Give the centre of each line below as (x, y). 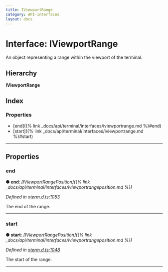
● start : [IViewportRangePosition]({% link (49, 235)
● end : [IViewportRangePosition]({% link (48, 182)
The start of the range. (29, 259)
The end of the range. (28, 206)
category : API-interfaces (32, 14)
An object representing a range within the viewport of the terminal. (74, 57)
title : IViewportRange (29, 10)
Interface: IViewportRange (62, 44)
